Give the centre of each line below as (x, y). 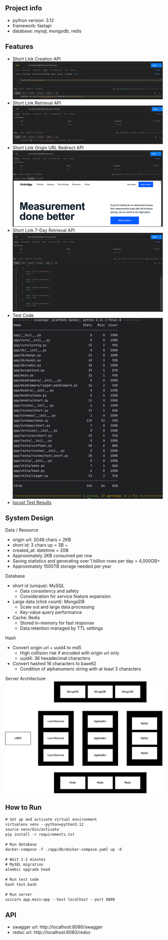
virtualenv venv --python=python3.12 (44, 825)
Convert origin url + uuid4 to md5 (47, 648)
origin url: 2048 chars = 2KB (42, 540)
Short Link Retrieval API (37, 103)
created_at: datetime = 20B (40, 551)
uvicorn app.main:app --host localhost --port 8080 (60, 900)
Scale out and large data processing (57, 607)
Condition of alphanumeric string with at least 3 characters (80, 669)
